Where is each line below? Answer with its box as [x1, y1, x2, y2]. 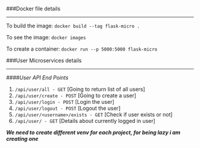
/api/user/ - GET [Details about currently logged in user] [14, 118, 156, 124]
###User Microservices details [6, 57, 82, 64]
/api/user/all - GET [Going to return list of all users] [14, 86, 145, 92]
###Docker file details [6, 5, 61, 12]
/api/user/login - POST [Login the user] [14, 98, 115, 105]
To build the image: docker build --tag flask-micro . [6, 22, 140, 29]
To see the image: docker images [6, 34, 86, 41]
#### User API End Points [6, 74, 68, 81]
